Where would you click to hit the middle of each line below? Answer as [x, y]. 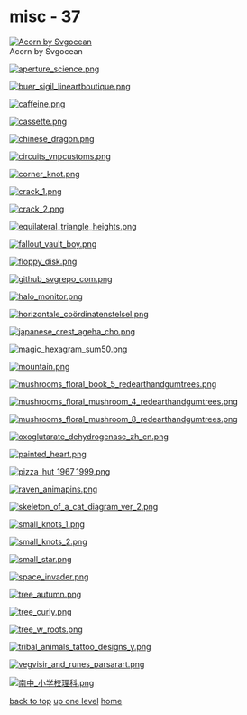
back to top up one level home [66, 701]
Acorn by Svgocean [46, 51]
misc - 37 [45, 17]
